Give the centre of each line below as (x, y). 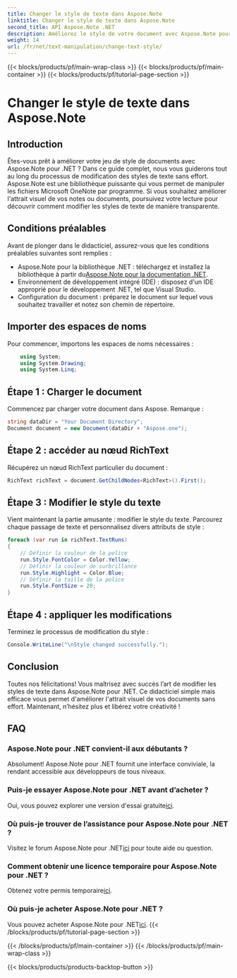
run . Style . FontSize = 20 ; (58, 586)
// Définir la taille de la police (72, 580)
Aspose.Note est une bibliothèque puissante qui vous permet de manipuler (116, 184)
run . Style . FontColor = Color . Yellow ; (75, 560)
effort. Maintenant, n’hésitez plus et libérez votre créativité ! (94, 706)
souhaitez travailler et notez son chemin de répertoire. (96, 304)
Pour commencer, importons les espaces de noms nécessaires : (101, 343)
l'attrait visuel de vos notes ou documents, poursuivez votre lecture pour (113, 199)
